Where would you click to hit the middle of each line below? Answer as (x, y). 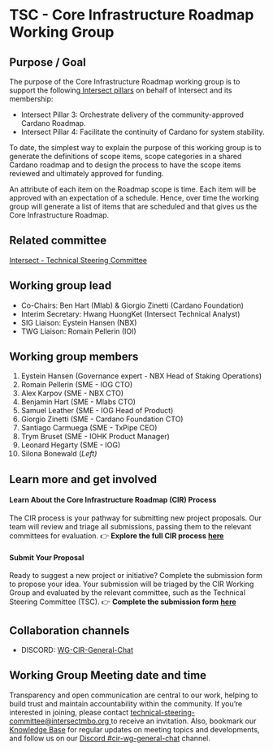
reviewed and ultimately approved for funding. (87, 173)
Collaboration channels (69, 630)
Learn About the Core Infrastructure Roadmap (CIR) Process (113, 500)
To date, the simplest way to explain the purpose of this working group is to (136, 147)
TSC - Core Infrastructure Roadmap (132, 15)
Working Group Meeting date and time (108, 675)
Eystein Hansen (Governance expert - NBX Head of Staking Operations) (141, 376)
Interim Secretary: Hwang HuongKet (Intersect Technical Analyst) (130, 313)
